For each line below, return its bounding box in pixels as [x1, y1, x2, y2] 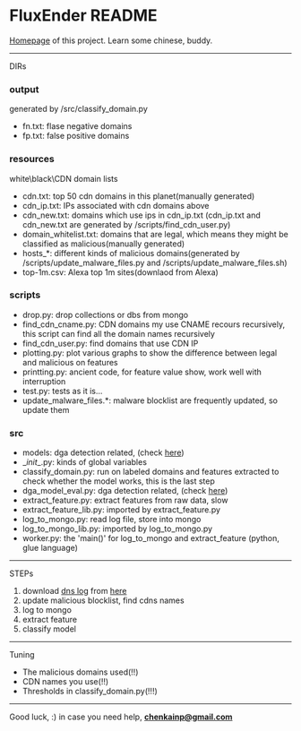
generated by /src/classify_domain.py [9, 104, 148, 115]
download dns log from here [21, 586, 127, 597]
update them [21, 404, 70, 415]
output [9, 82, 39, 95]
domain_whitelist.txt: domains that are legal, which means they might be [21, 228, 288, 239]
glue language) [21, 543, 79, 554]
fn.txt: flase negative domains [21, 121, 133, 132]
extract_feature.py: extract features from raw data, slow [21, 494, 228, 506]
